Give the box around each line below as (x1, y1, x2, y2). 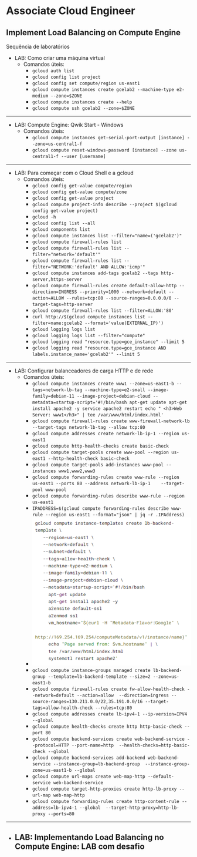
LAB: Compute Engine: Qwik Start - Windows (14, 122, 124, 128)
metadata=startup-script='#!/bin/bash (32, 399, 127, 405)
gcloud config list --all (32, 220, 96, 226)
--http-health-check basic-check (47, 456, 130, 462)
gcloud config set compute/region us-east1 (32, 80, 140, 86)
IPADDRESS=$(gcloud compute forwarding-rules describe (32, 506, 169, 512)
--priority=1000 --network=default (79, 289, 167, 295)
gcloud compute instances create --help (32, 99, 133, 105)
